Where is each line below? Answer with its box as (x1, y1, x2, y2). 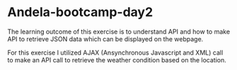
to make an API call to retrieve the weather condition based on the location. (7, 55, 226, 64)
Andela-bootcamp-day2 (7, 4, 154, 20)
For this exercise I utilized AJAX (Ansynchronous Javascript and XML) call (7, 48, 224, 57)
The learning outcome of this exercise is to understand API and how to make (7, 27, 231, 36)
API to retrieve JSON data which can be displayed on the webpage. (7, 34, 204, 43)
